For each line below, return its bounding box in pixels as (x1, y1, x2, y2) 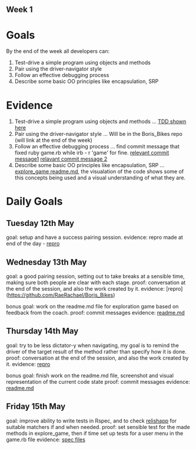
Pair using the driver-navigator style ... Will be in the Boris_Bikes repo (14, 131, 182, 138)
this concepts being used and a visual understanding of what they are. (14, 174, 186, 181)
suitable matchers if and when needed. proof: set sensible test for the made (6, 423, 190, 430)
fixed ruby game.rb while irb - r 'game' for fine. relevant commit (14, 149, 170, 157)
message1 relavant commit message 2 (14, 155, 108, 162)
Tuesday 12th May (6, 218, 75, 228)
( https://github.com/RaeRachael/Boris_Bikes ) (6, 291, 115, 299)
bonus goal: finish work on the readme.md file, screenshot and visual (6, 372, 174, 379)
